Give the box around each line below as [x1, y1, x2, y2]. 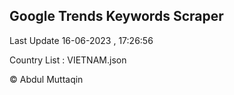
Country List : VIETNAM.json [9, 54, 127, 66]
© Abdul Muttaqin [9, 73, 84, 85]
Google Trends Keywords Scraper [9, 8, 224, 25]
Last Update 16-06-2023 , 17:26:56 [9, 34, 154, 46]
